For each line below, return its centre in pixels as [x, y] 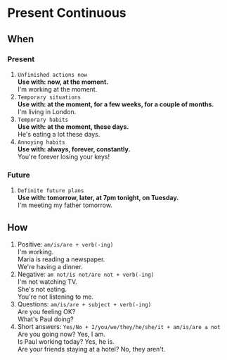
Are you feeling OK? [46, 311]
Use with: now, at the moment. [63, 82]
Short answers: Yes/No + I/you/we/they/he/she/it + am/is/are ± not [119, 326]
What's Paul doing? [45, 319]
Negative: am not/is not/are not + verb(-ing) [86, 274]
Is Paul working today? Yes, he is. [66, 341]
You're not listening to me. [55, 297]
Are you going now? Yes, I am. [61, 334]
